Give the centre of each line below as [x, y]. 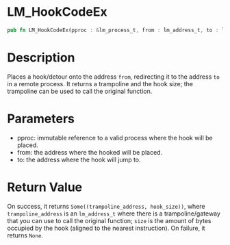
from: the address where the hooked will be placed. [90, 152]
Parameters [41, 119]
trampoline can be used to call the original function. [80, 91]
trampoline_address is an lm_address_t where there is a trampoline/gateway [114, 214]
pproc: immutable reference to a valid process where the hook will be [115, 138]
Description [41, 57]
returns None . [25, 235]
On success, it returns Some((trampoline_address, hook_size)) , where [106, 206]
